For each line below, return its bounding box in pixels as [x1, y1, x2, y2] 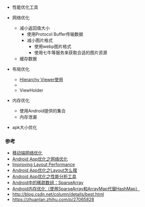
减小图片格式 [26, 37, 53, 43]
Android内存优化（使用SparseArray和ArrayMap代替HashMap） [12, 186, 140, 192]
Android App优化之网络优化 [12, 156, 68, 162]
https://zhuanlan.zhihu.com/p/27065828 [12, 197, 95, 203]
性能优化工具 [12, 4, 38, 10]
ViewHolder [19, 87, 44, 93]
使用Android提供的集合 [19, 108, 66, 114]
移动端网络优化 [12, 150, 43, 156]
